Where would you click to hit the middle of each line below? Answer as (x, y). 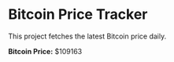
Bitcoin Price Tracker (78, 15)
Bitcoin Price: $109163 (45, 51)
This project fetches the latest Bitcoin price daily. (87, 36)
